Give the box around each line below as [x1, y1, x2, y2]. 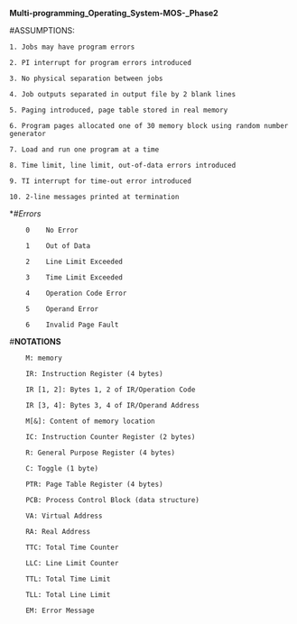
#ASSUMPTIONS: [9, 25, 75, 35]
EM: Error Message [25, 606, 95, 615]
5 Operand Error [25, 305, 99, 314]
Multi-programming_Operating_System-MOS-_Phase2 [9, 8, 218, 18]
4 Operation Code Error [25, 289, 127, 298]
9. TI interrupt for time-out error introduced [9, 177, 192, 186]
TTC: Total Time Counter [25, 543, 119, 552]
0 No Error [25, 225, 79, 234]
